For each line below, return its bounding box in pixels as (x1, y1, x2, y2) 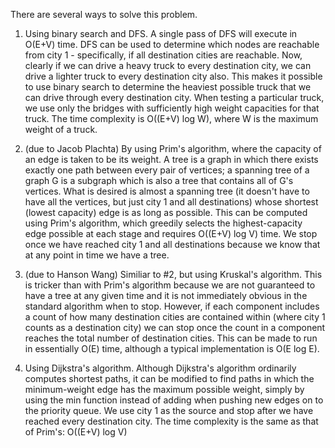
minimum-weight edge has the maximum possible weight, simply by (24, 384, 305, 395)
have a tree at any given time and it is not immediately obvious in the (24, 290, 308, 301)
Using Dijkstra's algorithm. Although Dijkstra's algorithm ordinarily (24, 362, 297, 374)
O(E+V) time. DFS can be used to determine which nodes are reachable (24, 39, 320, 50)
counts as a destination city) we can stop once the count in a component (24, 322, 326, 333)
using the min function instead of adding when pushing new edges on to (24, 394, 324, 406)
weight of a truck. (24, 124, 98, 135)
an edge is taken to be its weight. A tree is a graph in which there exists (24, 154, 319, 165)
